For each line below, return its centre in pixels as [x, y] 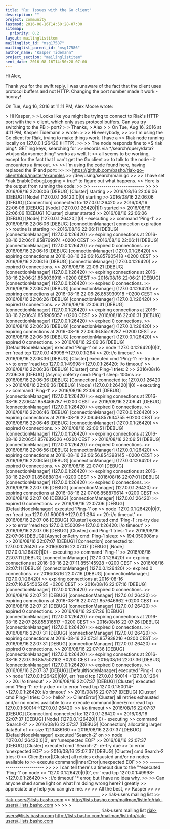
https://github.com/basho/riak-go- [108, 170]
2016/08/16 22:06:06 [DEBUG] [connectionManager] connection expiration [83, 224]
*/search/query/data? [131, 149]
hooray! [13, 97]
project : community [26, 19]
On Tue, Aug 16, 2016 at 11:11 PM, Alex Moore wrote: [59, 106]
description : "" [22, 15]
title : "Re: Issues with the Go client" [49, 10]
